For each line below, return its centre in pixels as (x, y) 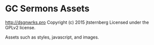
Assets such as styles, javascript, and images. (52, 37)
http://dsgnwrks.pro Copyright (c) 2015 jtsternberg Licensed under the (77, 22)
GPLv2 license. (20, 27)
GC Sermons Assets (47, 9)
